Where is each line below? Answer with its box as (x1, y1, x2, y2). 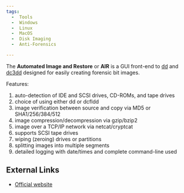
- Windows (11, 19, 38, 25)
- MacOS (11, 31, 33, 36)
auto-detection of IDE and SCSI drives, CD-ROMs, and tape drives (14, 92, 175, 99)
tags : (6, 8, 19, 15)
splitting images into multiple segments (14, 142, 110, 149)
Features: (6, 80, 29, 87)
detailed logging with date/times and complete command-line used (14, 148, 178, 155)
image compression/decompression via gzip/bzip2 (14, 117, 138, 124)
